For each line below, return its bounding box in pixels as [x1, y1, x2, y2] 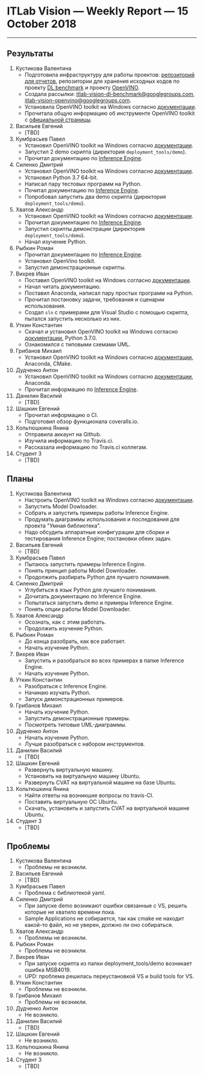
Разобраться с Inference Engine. [24, 682, 108, 689]
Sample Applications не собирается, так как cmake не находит [24, 915, 184, 922]
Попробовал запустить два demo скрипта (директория [24, 193, 166, 200]
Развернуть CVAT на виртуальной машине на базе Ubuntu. [24, 778, 176, 786]
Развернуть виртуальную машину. [24, 766, 114, 773]
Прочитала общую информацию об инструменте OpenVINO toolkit [24, 109, 195, 117]
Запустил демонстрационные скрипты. [24, 263, 126, 271]
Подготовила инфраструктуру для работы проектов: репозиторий [24, 71, 195, 78]
